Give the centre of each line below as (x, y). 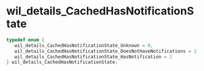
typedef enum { (25, 40)
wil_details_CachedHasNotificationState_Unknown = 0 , (84, 45)
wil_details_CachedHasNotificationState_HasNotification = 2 (93, 57)
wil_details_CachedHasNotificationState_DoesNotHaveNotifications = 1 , (107, 51)
